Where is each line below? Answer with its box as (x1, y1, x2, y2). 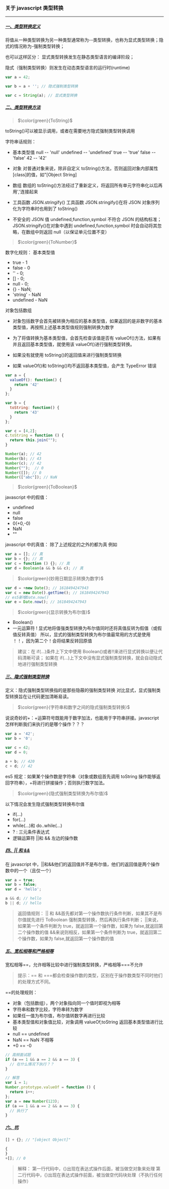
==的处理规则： (5, 989, 38, 995)
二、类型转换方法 (5, 104, 41, 110)
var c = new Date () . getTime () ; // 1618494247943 (5, 590, 109, 595)
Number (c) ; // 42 (5, 461, 42, 466)
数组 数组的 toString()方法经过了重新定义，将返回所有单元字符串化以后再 (12, 182, 162, 188)
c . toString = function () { (5, 433, 64, 438)
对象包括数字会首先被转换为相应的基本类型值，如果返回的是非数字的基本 (12, 318, 162, 324)
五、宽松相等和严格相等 (5, 948, 54, 954)
